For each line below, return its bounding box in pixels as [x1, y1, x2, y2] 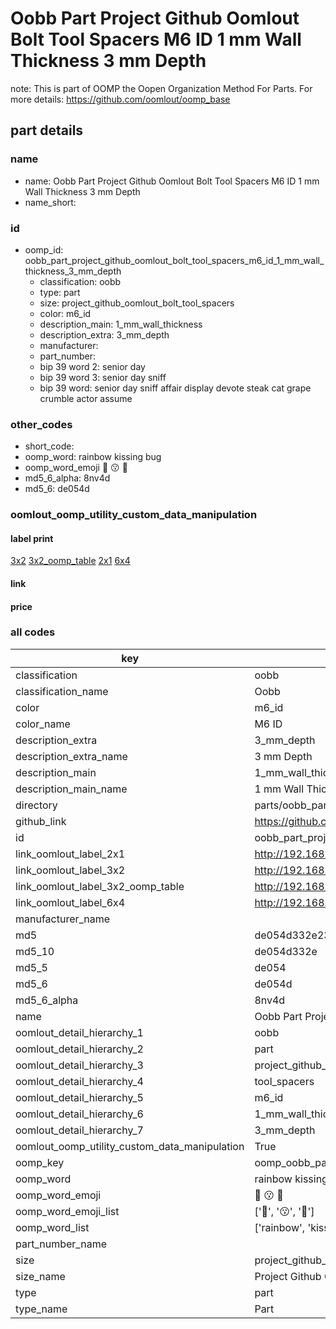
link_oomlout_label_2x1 [15, 847, 126, 861]
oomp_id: [24, 243, 64, 256]
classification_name [15, 684, 109, 698]
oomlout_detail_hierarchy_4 [15, 1074, 144, 1088]
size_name [15, 1269, 66, 1283]
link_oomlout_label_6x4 [15, 895, 126, 909]
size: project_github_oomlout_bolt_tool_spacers [39, 297, 235, 309]
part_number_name [15, 1237, 107, 1251]
